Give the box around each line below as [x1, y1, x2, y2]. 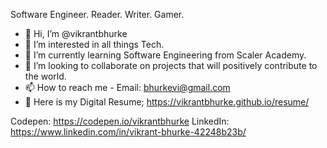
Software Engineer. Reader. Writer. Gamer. [10, 9, 185, 20]
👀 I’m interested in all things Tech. [24, 39, 165, 50]
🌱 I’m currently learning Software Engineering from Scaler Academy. [24, 49, 307, 61]
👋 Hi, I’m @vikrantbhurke [24, 28, 128, 39]
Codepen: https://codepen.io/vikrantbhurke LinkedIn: [10, 115, 230, 127]
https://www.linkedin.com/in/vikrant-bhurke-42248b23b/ [10, 126, 247, 138]
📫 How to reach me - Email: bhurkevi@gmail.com [24, 82, 231, 93]
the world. [24, 70, 67, 82]
